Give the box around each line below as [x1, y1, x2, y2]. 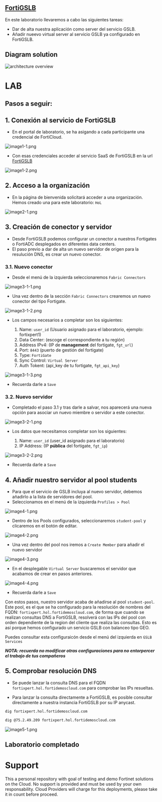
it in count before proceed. [5, 791, 58, 797]
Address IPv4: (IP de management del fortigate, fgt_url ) [19, 342, 133, 348]
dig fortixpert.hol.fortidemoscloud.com [5, 709, 88, 714]
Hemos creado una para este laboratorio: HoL [12, 199, 102, 205]
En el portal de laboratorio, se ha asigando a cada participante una [12, 129, 145, 135]
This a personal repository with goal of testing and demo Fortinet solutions [5, 776, 154, 782]
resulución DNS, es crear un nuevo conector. [12, 251, 102, 257]
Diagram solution [5, 50, 58, 59]
